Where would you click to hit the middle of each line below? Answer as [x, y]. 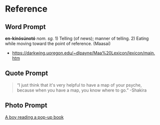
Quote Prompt [27, 73]
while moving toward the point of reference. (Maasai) [58, 44]
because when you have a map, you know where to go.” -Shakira [82, 90]
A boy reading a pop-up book [34, 117]
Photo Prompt [26, 105]
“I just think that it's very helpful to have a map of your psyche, [79, 85]
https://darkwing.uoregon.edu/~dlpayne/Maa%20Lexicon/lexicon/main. [84, 53]
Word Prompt [25, 27]
